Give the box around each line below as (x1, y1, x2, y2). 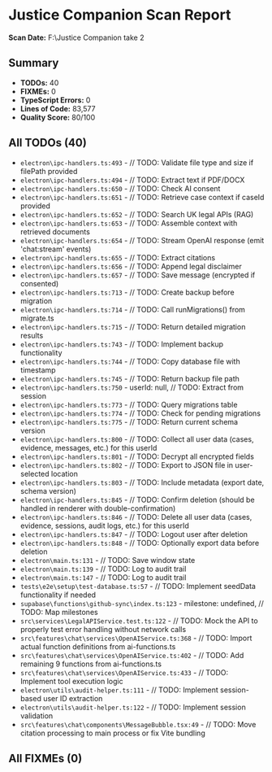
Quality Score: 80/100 (19, 112, 96, 122)
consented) (19, 278, 59, 288)
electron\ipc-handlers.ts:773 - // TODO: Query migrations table (19, 399, 238, 409)
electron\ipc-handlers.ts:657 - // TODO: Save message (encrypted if (19, 270, 256, 280)
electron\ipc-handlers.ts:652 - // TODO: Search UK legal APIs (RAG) (19, 209, 254, 219)
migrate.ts (19, 313, 54, 323)
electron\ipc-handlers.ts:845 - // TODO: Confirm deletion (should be (19, 495, 255, 504)
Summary (8, 56, 59, 70)
